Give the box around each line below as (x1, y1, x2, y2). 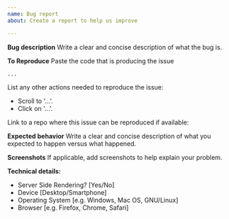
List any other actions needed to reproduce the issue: (7, 82, 164, 91)
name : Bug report (7, 10, 59, 18)
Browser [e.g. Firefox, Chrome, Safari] (17, 203, 129, 212)
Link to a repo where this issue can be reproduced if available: (7, 118, 189, 127)
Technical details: (7, 166, 62, 175)
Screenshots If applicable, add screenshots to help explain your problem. (7, 153, 223, 161)
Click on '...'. (17, 104, 53, 112)
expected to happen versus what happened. (7, 139, 137, 148)
